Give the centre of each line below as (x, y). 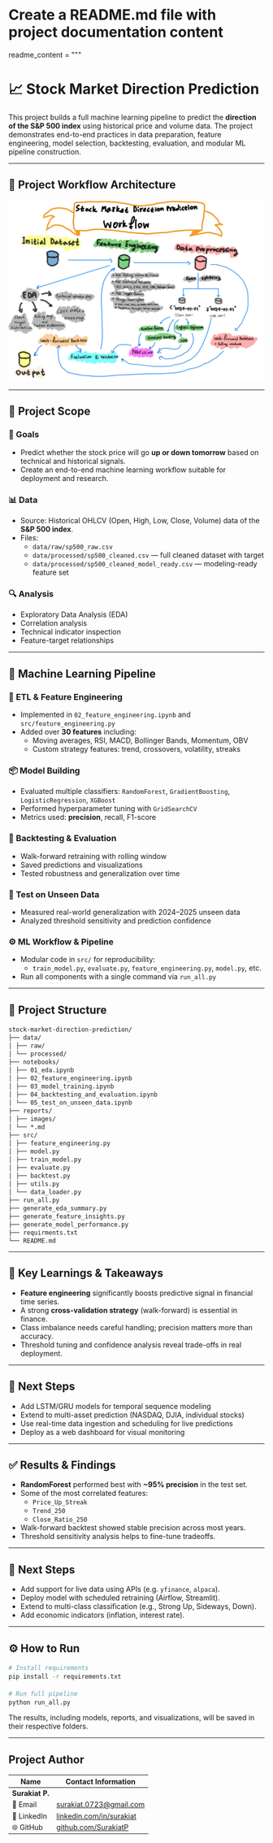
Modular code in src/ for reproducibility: (88, 960)
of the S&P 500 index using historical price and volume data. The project (131, 126)
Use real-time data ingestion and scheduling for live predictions (126, 1423)
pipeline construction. (45, 151)
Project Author (46, 1760)
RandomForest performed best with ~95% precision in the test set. (134, 1485)
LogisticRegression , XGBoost (68, 800)
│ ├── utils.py (34, 1184)
